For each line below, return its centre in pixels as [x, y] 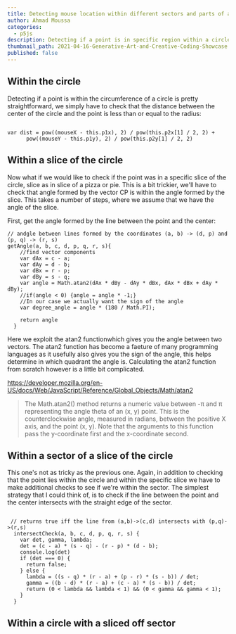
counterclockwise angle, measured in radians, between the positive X [125, 419]
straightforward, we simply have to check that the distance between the [111, 106]
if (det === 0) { [45, 559]
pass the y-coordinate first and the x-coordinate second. [106, 433]
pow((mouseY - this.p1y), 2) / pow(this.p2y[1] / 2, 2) [109, 139]
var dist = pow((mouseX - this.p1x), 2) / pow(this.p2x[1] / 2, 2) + [111, 132]
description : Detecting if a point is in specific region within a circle [119, 40]
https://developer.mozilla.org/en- [55, 382]
